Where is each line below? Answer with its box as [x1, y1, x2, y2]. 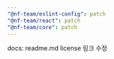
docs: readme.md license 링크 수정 [7, 44, 108, 53]
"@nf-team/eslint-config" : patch [7, 10, 106, 18]
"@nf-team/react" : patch [7, 17, 81, 24]
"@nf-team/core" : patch [7, 23, 78, 31]
